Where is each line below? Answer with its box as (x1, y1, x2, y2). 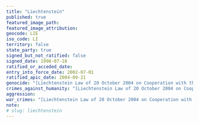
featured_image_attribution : (6, 25, 78, 31)
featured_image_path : (6, 20, 60, 25)
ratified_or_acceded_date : (6, 63, 73, 70)
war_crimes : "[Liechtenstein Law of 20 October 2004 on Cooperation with (6, 96, 192, 102)
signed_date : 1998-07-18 (6, 58, 68, 64)
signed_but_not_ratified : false (6, 53, 86, 59)
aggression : (6, 91, 36, 97)
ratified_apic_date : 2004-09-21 (6, 75, 86, 80)
